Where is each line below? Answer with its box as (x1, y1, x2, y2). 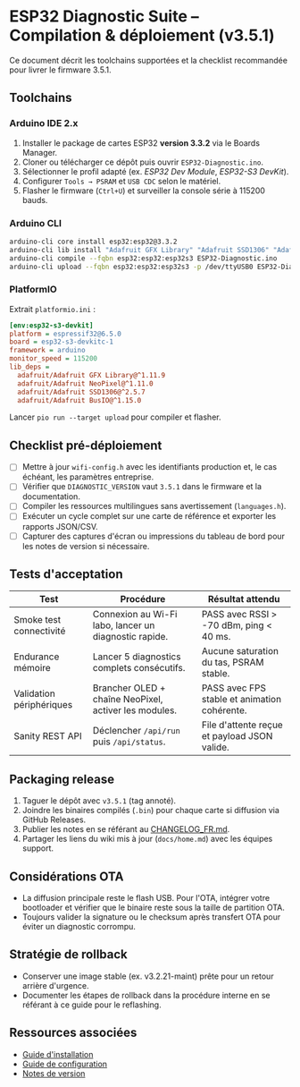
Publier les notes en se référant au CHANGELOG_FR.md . (21, 824, 230, 835)
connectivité (13, 624, 66, 637)
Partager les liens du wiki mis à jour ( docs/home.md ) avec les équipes (21, 834, 273, 845)
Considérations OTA (9, 869, 124, 884)
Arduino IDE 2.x (9, 117, 79, 130)
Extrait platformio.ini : (9, 303, 96, 314)
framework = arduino (9, 346, 87, 355)
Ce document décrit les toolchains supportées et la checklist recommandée (9, 55, 288, 65)
